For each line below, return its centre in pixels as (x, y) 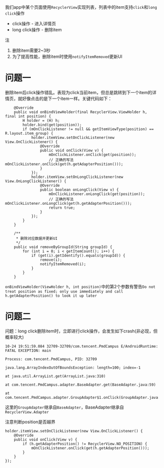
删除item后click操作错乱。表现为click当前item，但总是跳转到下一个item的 (79, 92)
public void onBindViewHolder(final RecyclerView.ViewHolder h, (81, 112)
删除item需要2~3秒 (31, 50)
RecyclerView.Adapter (27, 412)
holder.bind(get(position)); (52, 125)
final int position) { (28, 116)
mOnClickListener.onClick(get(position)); (92, 155)
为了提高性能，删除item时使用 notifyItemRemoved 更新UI (67, 57)
